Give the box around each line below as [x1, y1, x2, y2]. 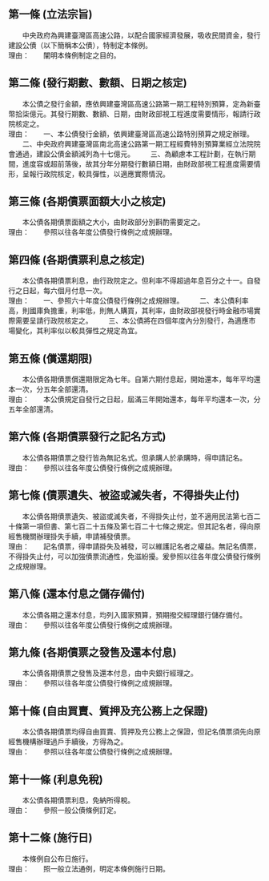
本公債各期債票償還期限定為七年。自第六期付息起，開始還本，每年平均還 [22, 375, 261, 384]
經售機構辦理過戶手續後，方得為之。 [8, 737, 128, 746]
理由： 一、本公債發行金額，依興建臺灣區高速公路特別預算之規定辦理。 [8, 129, 254, 139]
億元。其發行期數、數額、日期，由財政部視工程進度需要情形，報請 [29, 109, 247, 119]
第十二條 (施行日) [8, 831, 93, 845]
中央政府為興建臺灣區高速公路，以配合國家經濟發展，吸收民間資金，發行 [22, 30, 261, 40]
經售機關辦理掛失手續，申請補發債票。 [8, 531, 134, 541]
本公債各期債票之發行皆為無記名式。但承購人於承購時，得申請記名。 [22, 453, 247, 462]
